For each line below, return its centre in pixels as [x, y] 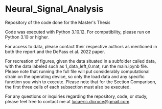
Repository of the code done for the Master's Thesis [58, 22]
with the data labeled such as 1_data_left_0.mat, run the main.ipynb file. [77, 66]
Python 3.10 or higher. [27, 37]
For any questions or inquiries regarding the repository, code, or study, [76, 96]
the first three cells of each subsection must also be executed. [68, 87]
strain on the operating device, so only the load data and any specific [75, 76]
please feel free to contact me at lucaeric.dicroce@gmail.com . [68, 101]
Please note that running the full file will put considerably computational [77, 71]
